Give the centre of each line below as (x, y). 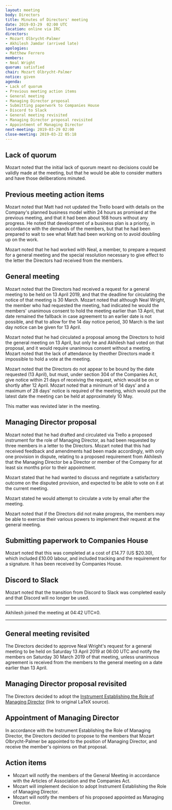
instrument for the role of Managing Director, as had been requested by (81, 440)
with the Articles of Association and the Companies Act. (72, 781)
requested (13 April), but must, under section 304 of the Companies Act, (81, 374)
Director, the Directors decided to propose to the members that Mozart (80, 736)
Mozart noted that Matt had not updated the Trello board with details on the (85, 207)
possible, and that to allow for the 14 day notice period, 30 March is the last (85, 322)
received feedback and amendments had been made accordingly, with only (85, 451)
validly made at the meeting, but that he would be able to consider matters (84, 173)
